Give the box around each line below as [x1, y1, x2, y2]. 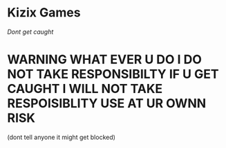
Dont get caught [7, 28, 54, 36]
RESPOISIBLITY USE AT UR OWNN [7, 96, 207, 112]
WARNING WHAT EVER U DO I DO [7, 52, 203, 67]
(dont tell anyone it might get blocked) [7, 133, 116, 141]
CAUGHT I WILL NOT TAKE [7, 81, 163, 97]
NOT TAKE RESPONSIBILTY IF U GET [7, 67, 219, 82]
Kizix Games [7, 5, 81, 21]
